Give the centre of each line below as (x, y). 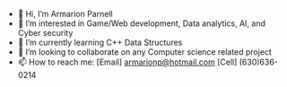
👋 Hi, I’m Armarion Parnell (65, 14)
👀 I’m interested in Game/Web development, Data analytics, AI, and (142, 23)
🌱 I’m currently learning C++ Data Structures (100, 42)
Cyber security (45, 33)
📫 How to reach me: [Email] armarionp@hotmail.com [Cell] (127, 62)
